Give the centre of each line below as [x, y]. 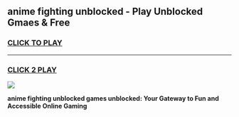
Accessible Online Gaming [47, 106]
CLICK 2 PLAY [32, 69]
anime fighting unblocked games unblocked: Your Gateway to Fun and [113, 98]
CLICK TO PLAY [35, 43]
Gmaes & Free [39, 23]
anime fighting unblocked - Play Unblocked [105, 12]
